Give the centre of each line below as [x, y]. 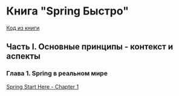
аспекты [23, 56]
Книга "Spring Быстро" [67, 11]
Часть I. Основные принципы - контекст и [90, 47]
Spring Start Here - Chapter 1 [43, 86]
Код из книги [23, 28]
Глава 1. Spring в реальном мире [57, 74]
